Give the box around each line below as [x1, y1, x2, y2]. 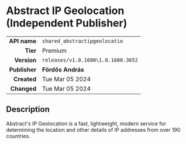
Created [13, 75, 37, 83]
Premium [42, 46, 67, 54]
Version [14, 56, 37, 64]
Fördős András [42, 66, 85, 74]
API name [9, 37, 37, 45]
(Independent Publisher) [6, 16, 128, 30]
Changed [10, 84, 37, 92]
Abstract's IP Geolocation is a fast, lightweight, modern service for [6, 120, 167, 127]
